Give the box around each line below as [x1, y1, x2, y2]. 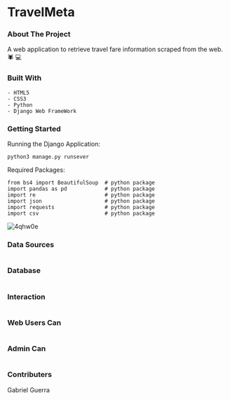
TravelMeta [7, 4, 75, 20]
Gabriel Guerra [7, 385, 50, 394]
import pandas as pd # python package [7, 185, 156, 193]
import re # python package [7, 192, 156, 199]
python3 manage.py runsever [7, 154, 90, 161]
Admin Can [7, 344, 46, 354]
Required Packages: [7, 166, 65, 174]
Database [7, 266, 41, 276]
